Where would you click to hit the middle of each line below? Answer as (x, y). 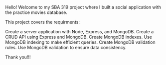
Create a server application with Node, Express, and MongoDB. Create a (79, 32)
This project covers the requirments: (43, 22)
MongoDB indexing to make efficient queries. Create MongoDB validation (80, 42)
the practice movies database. (36, 12)
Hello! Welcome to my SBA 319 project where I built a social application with (83, 7)
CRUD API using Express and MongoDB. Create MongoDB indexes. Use (79, 37)
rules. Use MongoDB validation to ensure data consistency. (66, 47)
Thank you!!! (18, 57)
